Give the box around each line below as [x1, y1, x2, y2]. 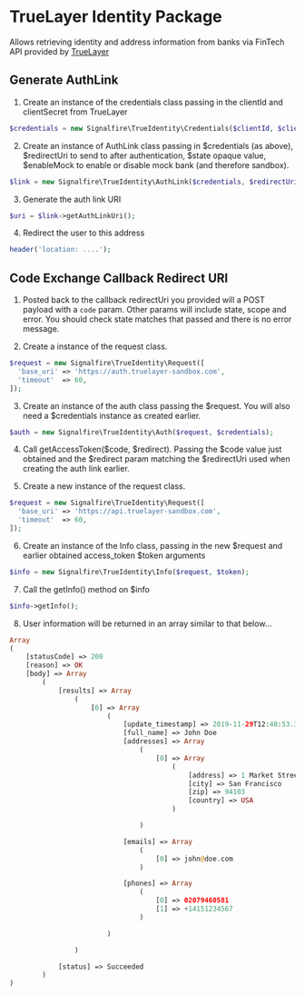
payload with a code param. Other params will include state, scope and [22, 304, 287, 315]
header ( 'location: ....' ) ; [9, 245, 112, 254]
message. [22, 324, 60, 334]
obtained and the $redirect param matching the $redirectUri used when [22, 453, 290, 464]
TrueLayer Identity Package [9, 6, 222, 27]
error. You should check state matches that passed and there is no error [22, 314, 292, 324]
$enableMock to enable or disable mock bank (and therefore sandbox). [22, 159, 290, 170]
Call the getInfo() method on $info [22, 583, 150, 594]
